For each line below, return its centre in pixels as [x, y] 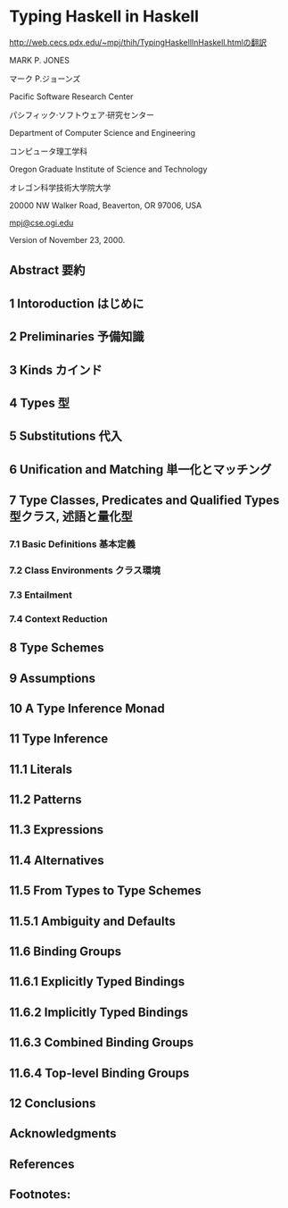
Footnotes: [40, 1195]
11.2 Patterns [45, 800]
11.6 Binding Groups [66, 952]
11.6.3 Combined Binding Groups [102, 1043]
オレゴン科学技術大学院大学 [60, 187]
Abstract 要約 [47, 270]
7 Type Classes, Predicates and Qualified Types [144, 501]
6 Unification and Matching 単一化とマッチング [140, 470]
